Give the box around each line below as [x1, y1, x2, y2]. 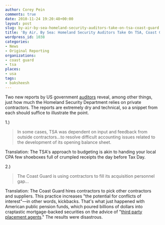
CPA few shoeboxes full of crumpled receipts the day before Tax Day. [5, 154, 146, 160]
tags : [5, 76, 16, 81]
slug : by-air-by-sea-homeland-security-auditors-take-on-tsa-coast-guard [5, 26, 160, 31]
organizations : [5, 53, 36, 58]
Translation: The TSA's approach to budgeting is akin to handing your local [5, 149, 156, 155]
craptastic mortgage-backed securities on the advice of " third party [5, 209, 142, 215]
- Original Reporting [5, 48, 50, 53]
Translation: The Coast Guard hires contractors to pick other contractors [5, 188, 151, 193]
